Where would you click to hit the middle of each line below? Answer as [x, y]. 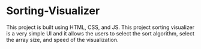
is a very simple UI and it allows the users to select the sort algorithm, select [100, 33]
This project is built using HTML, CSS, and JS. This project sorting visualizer [100, 27]
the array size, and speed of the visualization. [62, 40]
